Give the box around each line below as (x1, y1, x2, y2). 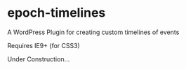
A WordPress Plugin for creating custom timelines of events (7, 28, 180, 36)
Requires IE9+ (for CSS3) (7, 41, 81, 49)
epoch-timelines (7, 5, 106, 21)
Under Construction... (7, 54, 70, 63)
